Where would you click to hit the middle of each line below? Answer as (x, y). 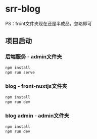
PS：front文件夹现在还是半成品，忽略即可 (48, 23)
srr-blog (23, 9)
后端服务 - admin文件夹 (34, 57)
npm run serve (20, 72)
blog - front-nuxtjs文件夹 (36, 86)
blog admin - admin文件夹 (37, 116)
